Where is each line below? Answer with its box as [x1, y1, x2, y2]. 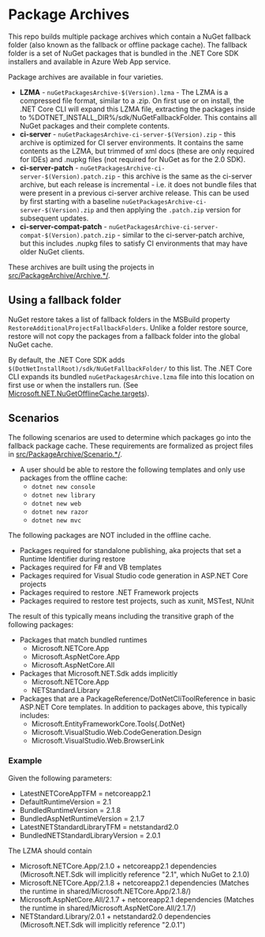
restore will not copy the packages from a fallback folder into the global [8, 331, 241, 341]
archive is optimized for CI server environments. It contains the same [19, 137, 244, 147]
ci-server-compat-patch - [19, 221, 108, 231]
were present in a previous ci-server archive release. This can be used [19, 188, 250, 198]
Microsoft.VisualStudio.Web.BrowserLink [31, 736, 165, 745]
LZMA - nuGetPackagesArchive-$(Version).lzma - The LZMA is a [19, 87, 229, 96]
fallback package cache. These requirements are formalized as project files [8, 441, 254, 450]
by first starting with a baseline [19, 196, 121, 206]
